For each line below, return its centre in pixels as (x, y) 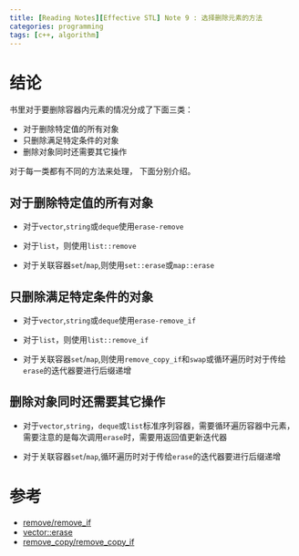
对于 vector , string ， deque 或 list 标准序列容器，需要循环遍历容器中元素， (159, 426)
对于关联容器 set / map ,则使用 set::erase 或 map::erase (119, 265)
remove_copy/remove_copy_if (78, 541)
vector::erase (47, 532)
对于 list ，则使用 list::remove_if (85, 339)
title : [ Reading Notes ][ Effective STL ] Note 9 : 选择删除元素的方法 (136, 18)
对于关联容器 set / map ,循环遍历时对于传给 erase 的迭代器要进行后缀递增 (151, 456)
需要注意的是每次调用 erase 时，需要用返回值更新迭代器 (125, 437)
